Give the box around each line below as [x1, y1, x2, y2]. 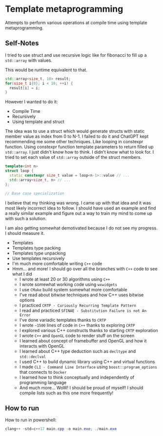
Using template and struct [12, 119, 64, 125]
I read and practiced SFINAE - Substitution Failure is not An [19, 308, 147, 313]
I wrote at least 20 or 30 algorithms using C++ [19, 276, 110, 282]
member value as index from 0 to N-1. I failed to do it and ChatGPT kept [5, 133, 149, 139]
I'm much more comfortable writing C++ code [12, 260, 102, 266]
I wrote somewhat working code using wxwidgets [19, 281, 118, 287]
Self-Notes [5, 39, 39, 48]
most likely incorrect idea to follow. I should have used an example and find [5, 205, 156, 211]
